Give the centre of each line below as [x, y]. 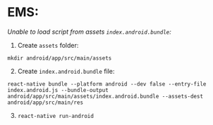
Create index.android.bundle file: [66, 71]
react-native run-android [55, 116]
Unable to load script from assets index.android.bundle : [89, 32]
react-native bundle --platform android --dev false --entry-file [107, 84]
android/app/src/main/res [45, 103]
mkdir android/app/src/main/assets [60, 58]
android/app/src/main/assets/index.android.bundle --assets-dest [105, 96]
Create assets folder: [48, 45]
